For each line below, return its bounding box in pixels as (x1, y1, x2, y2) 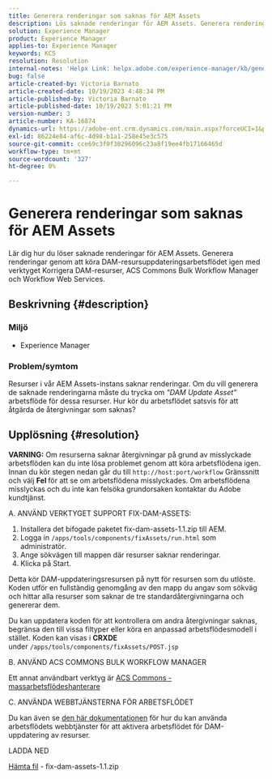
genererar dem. (8, 600, 61, 610)
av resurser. (51, 730, 91, 739)
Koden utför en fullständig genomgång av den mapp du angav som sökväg (8, 582, 257, 592)
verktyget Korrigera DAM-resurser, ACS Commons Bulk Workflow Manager (8, 266, 259, 275)
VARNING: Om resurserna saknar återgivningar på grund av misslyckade (8, 449, 252, 459)
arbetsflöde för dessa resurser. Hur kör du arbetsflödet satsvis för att (8, 396, 239, 406)
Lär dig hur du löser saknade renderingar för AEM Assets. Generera (8, 249, 234, 258)
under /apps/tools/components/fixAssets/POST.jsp (8, 641, 180, 651)
